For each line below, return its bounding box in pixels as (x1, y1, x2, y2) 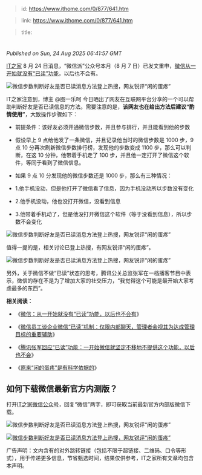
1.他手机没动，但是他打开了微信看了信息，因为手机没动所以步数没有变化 (15, 185, 194, 192)
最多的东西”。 (11, 284, 47, 292)
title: (21, 28, 32, 36)
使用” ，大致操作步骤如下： (11, 111, 79, 118)
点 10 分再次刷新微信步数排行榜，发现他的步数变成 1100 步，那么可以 (15, 144, 186, 151)
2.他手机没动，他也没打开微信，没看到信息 (15, 198, 121, 205)
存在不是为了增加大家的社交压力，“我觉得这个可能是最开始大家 (32, 277, 189, 284)
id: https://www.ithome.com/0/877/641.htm (21, 5, 129, 12)
